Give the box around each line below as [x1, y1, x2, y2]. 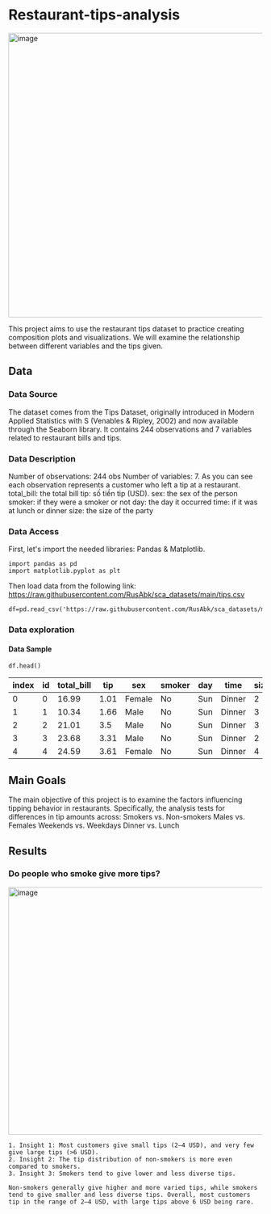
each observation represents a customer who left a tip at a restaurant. [8, 479, 240, 490]
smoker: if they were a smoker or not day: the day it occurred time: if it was [8, 497, 258, 507]
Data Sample [8, 644, 52, 654]
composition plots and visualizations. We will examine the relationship [8, 332, 240, 342]
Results [8, 844, 48, 858]
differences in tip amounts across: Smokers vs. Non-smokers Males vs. [8, 812, 245, 822]
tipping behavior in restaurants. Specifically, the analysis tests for [8, 803, 226, 813]
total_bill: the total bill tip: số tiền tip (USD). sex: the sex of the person [8, 488, 238, 498]
